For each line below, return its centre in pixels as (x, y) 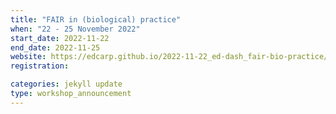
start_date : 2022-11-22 (60, 38)
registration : (40, 66)
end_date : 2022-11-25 (55, 47)
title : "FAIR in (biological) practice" (96, 19)
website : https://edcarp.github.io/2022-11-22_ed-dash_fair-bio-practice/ (169, 57)
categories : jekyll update (66, 84)
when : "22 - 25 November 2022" (75, 29)
